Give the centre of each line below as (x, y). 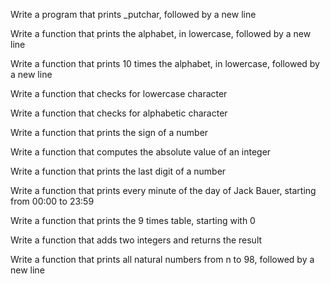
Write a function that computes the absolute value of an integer (141, 152)
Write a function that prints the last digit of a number (118, 171)
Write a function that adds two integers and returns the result (136, 240)
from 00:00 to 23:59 (52, 201)
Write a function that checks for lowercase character (119, 93)
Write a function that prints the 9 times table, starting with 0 (133, 220)
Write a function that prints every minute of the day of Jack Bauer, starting (163, 190)
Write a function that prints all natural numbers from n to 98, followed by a (162, 259)
